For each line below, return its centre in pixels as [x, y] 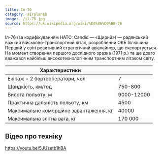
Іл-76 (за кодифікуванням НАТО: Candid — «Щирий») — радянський [77, 37]
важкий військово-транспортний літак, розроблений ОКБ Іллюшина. [78, 43]
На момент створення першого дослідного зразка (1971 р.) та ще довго [80, 53]
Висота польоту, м [30, 95]
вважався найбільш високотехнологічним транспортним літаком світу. [80, 58]
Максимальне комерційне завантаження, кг [60, 111]
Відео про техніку [34, 136]
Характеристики [60, 70]
